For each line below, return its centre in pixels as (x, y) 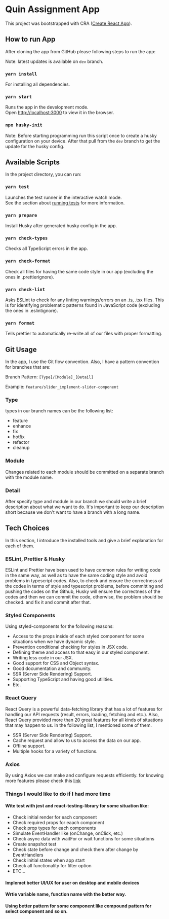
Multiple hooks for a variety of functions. (55, 751)
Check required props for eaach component (58, 823)
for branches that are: (28, 367)
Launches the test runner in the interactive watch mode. (64, 197)
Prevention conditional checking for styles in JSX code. (70, 647)
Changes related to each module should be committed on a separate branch (85, 472)
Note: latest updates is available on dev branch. (54, 61)
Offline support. (29, 746)
